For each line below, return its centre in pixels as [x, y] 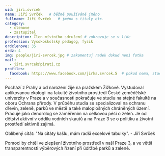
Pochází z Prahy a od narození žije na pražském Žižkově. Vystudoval [74, 87]
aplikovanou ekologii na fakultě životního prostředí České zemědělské [76, 92]
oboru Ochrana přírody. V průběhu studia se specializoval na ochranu [75, 103]
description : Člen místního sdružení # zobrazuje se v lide [68, 37]
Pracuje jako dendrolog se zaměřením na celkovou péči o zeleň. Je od [76, 113]
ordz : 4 [13, 51]
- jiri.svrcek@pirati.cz [35, 64]
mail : [11, 60]
